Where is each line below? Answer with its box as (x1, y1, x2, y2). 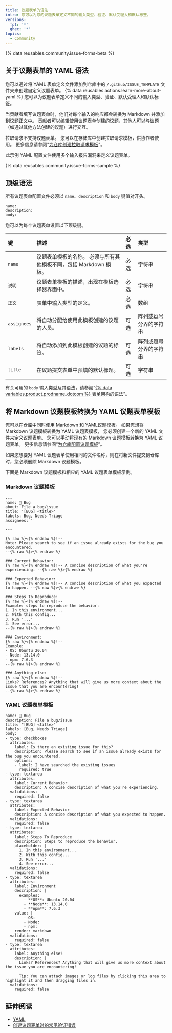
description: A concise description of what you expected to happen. (14, 811, 166, 817)
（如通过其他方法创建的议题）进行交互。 (5, 124, 91, 130)
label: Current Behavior (14, 780, 68, 785)
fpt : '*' (10, 22, 29, 27)
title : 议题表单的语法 (5, 7, 49, 13)
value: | (14, 910, 33, 916)
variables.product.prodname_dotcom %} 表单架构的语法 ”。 (5, 391, 130, 397)
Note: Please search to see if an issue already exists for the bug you (5, 540, 164, 545)
